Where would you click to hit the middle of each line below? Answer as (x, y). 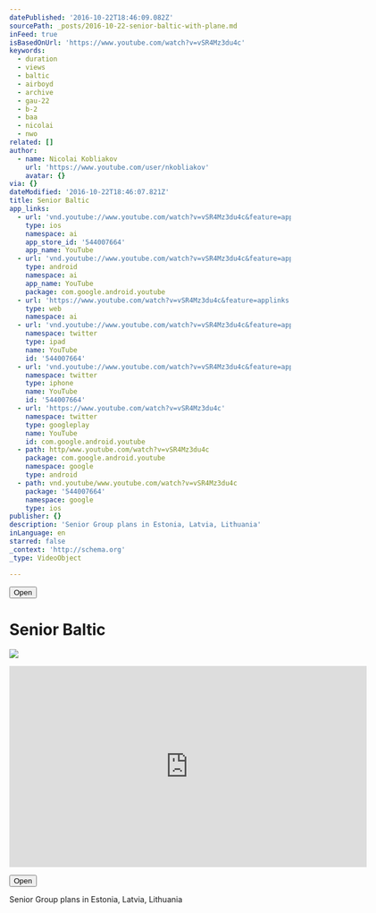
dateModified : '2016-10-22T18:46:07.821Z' (89, 192)
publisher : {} (36, 516)
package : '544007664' (65, 491)
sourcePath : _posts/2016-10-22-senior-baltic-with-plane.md (124, 26)
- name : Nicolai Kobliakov (67, 159)
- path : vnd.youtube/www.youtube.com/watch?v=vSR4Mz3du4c (128, 483)
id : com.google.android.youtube (85, 442)
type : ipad (46, 342)
